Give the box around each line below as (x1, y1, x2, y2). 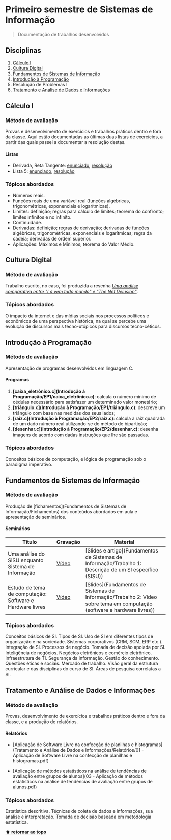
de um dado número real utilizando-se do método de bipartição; (12, 420, 148, 427)
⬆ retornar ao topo (5, 829, 47, 835)
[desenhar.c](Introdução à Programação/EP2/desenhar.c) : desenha (12, 426, 159, 432)
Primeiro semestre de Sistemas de (5, 4, 153, 15)
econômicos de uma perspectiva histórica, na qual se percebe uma (5, 318, 147, 324)
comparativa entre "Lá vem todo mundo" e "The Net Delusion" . (5, 288, 138, 294)
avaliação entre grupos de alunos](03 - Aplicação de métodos (12, 773, 144, 779)
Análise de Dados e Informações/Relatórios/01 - (43, 747, 144, 753)
